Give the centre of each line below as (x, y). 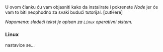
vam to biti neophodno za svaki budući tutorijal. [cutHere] (64, 12)
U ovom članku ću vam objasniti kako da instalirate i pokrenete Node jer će (81, 7)
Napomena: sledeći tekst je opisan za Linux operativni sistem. (69, 22)
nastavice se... (20, 45)
